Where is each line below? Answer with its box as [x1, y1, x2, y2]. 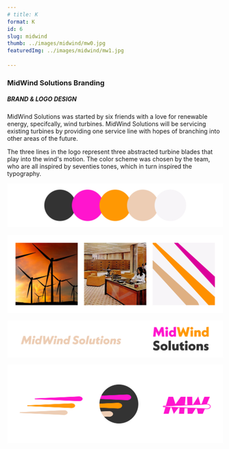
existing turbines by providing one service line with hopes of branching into [7, 127, 221, 135]
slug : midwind [7, 33, 48, 40]
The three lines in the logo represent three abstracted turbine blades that [7, 148, 213, 156]
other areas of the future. [7, 134, 79, 142]
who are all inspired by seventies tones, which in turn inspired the [7, 162, 193, 170]
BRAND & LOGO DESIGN [7, 95, 77, 103]
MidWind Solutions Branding [7, 78, 105, 87]
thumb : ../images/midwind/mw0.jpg [7, 40, 106, 47]
